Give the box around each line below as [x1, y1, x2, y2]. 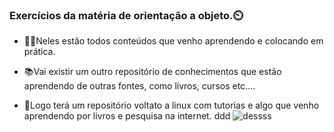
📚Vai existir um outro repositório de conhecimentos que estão [23, 66, 282, 78]
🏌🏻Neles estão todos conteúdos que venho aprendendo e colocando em [23, 35, 324, 47]
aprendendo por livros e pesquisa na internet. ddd [23, 110, 231, 122]
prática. [23, 46, 56, 58]
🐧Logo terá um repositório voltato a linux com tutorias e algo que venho [23, 99, 320, 112]
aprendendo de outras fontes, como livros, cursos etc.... [23, 80, 256, 92]
